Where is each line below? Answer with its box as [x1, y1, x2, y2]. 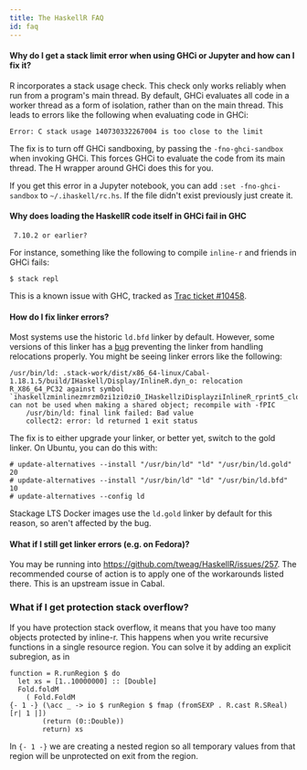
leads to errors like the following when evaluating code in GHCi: [9, 109, 249, 120]
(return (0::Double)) [42, 716, 125, 726]
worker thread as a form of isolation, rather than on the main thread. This [9, 100, 284, 111]
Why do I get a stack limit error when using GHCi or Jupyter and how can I [9, 50, 295, 61]
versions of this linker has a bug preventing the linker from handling [9, 342, 263, 353]
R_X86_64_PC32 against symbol [9, 385, 125, 394]
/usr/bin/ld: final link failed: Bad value [26, 408, 195, 418]
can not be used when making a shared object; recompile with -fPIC [9, 401, 276, 410]
